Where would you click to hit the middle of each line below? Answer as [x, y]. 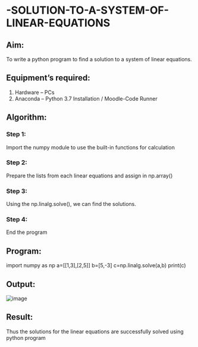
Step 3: [17, 191]
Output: [21, 284]
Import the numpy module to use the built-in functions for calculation [91, 147]
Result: [20, 317]
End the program [27, 232]
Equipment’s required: [48, 78]
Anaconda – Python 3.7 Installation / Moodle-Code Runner [86, 98]
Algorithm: [26, 118]
